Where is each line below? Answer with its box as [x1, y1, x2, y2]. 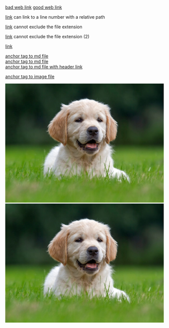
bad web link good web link [5, 5, 62, 10]
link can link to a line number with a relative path [5, 14, 106, 20]
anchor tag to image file [5, 74, 55, 80]
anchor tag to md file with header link [5, 64, 83, 70]
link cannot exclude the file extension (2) [5, 34, 90, 39]
